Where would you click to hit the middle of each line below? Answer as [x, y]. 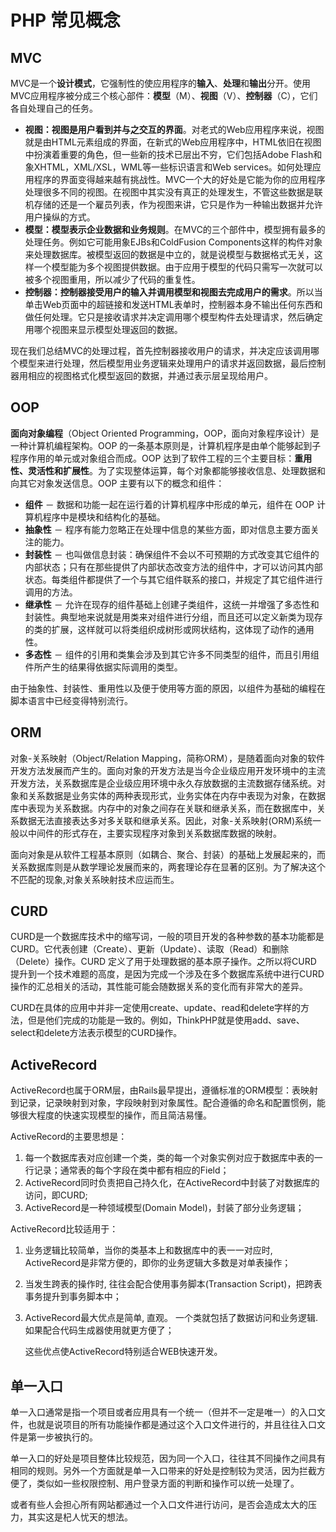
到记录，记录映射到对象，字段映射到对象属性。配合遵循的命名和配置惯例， [163, 1103]
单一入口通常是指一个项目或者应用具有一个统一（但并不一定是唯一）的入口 [163, 1412]
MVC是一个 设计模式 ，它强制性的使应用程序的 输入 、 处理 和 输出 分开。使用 [161, 83]
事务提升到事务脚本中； [73, 1297]
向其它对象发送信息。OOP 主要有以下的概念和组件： [117, 483]
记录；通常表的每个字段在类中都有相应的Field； [131, 1170]
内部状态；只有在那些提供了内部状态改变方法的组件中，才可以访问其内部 [173, 567]
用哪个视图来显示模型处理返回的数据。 [103, 329]
